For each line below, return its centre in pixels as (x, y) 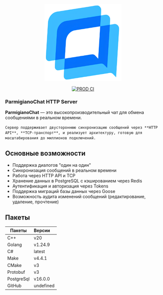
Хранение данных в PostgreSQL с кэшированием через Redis (77, 181)
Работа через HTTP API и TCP (44, 176)
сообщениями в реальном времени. (43, 118)
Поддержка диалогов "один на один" (52, 165)
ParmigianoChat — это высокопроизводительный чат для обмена (75, 112)
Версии (42, 230)
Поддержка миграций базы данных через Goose (64, 191)
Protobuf (16, 272)
